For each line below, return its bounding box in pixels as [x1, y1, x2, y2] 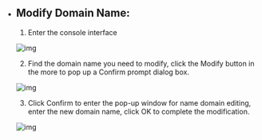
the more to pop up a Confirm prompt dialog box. [27, 67, 190, 77]
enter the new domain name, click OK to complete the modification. [27, 106, 250, 116]
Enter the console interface [27, 27, 117, 37]
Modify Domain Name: [15, 6, 130, 20]
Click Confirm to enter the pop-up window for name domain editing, [27, 98, 252, 107]
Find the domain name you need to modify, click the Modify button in [27, 58, 255, 68]
